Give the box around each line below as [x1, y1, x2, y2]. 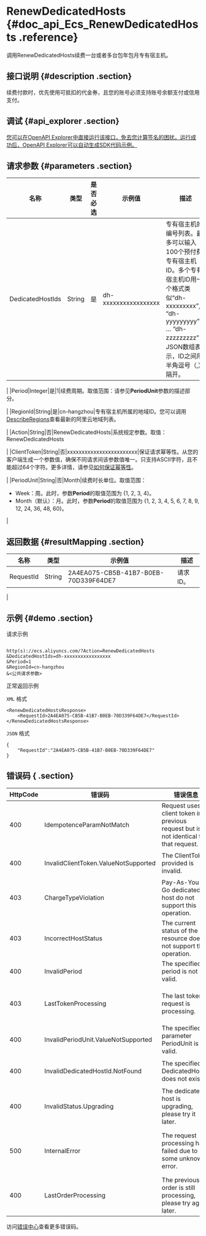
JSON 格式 [6, 730, 30, 737]
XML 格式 [6, 695, 28, 702]
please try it [161, 1110, 196, 1118]
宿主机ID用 [166, 275, 197, 284]
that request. [161, 840, 199, 848]
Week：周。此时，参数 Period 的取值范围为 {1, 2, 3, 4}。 [15, 490, 155, 497]
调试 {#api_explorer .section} [6, 116, 120, 126]
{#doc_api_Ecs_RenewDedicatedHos [6, 17, 199, 31]
